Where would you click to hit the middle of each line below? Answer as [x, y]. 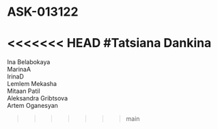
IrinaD [15, 76]
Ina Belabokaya [29, 62]
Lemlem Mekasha [32, 84]
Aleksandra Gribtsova [38, 98]
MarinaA [19, 70]
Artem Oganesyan [32, 106]
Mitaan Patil [24, 91]
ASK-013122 [43, 12]
